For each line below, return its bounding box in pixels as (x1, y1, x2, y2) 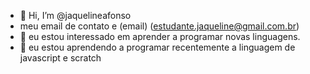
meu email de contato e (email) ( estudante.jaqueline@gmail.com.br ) (19, 20, 300, 32)
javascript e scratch (19, 52, 102, 64)
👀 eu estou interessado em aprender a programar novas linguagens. (19, 31, 301, 42)
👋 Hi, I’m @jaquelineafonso (19, 10, 132, 21)
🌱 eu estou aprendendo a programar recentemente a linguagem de (19, 41, 296, 53)
